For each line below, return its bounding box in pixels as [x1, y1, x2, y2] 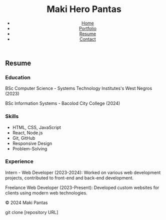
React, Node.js [12, 129, 43, 136]
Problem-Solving [12, 145, 47, 151]
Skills [5, 113, 19, 120]
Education [5, 74, 31, 81]
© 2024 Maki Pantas [5, 199, 48, 205]
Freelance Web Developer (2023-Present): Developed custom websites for [5, 184, 159, 190]
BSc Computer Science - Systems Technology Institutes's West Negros [5, 85, 152, 91]
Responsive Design [12, 140, 52, 146]
